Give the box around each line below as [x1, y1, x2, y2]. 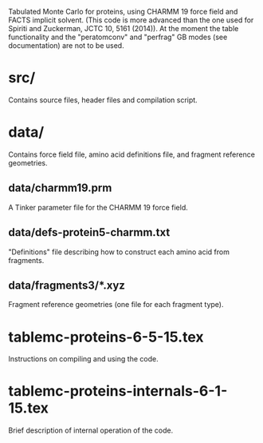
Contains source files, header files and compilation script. [8, 95, 198, 105]
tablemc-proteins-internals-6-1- [8, 382, 228, 401]
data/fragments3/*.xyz [8, 278, 126, 292]
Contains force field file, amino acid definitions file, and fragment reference [8, 150, 255, 159]
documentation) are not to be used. [8, 41, 125, 50]
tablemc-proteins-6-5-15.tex [8, 328, 205, 346]
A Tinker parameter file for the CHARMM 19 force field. [8, 202, 189, 212]
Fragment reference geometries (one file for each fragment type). [8, 300, 225, 309]
